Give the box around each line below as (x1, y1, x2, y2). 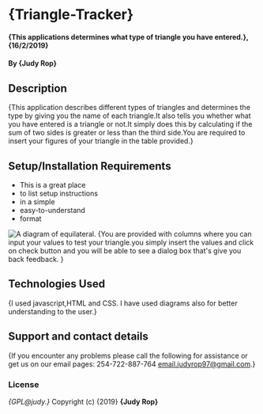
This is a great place (19, 180, 86, 189)
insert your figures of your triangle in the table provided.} (8, 136, 193, 146)
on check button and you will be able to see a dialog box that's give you (8, 246, 242, 255)
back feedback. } (8, 255, 65, 264)
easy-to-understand (19, 206, 85, 215)
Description (8, 82, 67, 95)
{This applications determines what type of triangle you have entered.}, (8, 32, 249, 41)
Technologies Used (8, 277, 105, 291)
